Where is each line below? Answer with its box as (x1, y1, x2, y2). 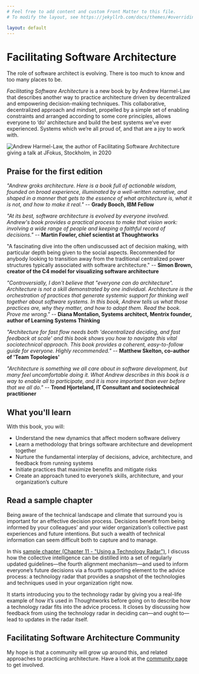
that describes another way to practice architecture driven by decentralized (6, 94, 191, 101)
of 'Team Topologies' (6, 354, 60, 361)
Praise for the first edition (6, 166, 103, 176)
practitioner (6, 390, 37, 397)
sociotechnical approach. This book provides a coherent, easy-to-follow (6, 341, 184, 348)
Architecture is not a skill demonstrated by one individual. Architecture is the (6, 286, 193, 293)
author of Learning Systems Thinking (6, 317, 100, 324)
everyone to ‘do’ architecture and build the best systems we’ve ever (6, 119, 172, 126)
